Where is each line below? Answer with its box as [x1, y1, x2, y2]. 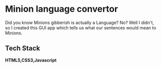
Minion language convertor [5, 3, 118, 15]
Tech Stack [5, 44, 40, 52]
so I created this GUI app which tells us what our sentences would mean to [5, 24, 156, 30]
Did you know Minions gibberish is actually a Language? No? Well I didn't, [5, 20, 154, 25]
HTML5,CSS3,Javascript [5, 57, 57, 63]
